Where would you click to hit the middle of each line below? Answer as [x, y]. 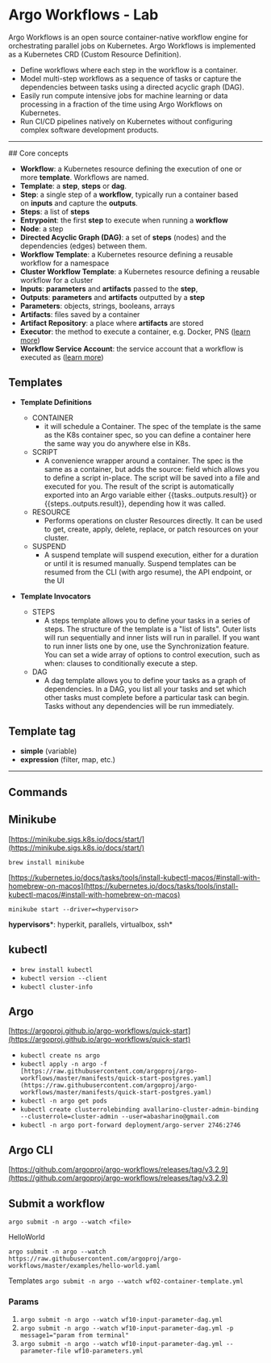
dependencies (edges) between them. [83, 246]
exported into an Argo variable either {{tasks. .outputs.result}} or [150, 494]
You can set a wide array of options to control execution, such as [152, 654]
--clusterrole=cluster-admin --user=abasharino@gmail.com [119, 1117]
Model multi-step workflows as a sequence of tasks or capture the [131, 78]
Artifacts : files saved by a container [80, 314]
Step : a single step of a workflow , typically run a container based [129, 194]
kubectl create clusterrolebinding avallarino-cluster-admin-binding [140, 1110]
